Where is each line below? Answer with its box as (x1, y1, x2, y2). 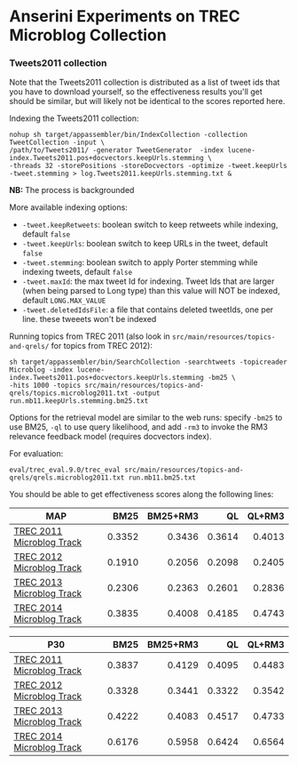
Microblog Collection (9, 25, 167, 45)
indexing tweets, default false (21, 267, 133, 278)
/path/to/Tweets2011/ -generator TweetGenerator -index (9, 146, 224, 155)
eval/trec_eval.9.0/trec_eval (9, 465, 122, 475)
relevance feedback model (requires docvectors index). (9, 431, 212, 442)
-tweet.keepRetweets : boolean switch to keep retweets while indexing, (21, 220, 278, 230)
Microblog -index (9, 366, 74, 374)
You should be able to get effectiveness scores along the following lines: (9, 489, 274, 500)
